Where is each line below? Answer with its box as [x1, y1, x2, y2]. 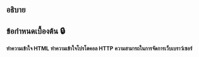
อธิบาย [6, 5, 26, 15]
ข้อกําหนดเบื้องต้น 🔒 [6, 26, 65, 36]
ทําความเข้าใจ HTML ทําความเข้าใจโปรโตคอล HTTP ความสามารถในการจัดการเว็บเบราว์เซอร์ [6, 45, 192, 52]
